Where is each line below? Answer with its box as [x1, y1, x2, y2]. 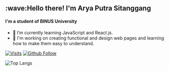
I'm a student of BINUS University [5, 18, 77, 24]
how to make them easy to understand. [12, 40, 95, 46]
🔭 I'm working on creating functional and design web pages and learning [12, 35, 164, 41]
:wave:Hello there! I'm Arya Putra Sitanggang [5, 4, 151, 13]
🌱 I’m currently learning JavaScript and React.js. [12, 29, 113, 35]
